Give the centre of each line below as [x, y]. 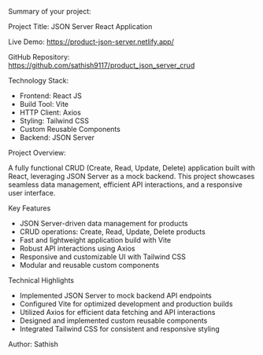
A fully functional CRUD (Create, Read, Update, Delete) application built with [132, 168]
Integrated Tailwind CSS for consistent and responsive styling [120, 329]
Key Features [30, 208]
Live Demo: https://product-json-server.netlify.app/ [91, 42]
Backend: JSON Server [57, 137]
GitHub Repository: [39, 57]
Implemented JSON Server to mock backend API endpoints [116, 295]
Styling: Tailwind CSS [54, 121]
